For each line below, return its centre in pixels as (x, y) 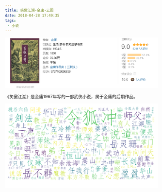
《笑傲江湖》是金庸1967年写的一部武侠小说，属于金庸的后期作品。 (71, 97)
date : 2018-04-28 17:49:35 (32, 15)
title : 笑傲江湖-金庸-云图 (29, 10)
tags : (10, 20)
